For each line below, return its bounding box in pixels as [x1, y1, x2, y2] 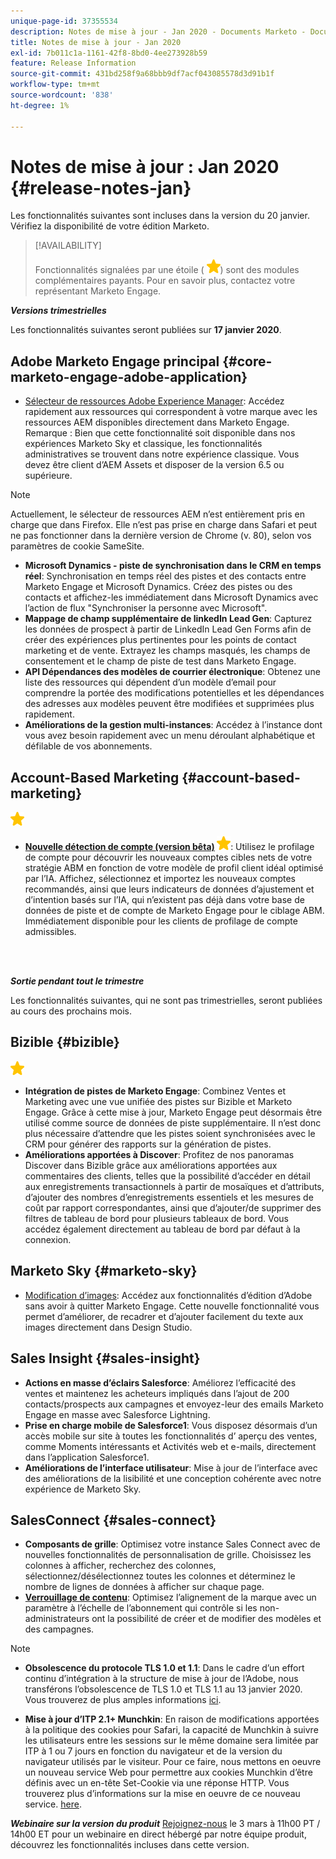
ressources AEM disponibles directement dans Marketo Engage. [24, 416, 290, 429]
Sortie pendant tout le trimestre [10, 975, 145, 987]
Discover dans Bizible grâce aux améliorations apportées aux [24, 1159, 278, 1171]
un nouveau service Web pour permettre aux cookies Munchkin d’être [24, 1766, 313, 1779]
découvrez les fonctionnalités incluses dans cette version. [10, 1839, 250, 1851]
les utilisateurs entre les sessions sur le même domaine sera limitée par [24, 1735, 319, 1747]
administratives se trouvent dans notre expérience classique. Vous [24, 448, 300, 460]
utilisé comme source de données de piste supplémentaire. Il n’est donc [24, 1116, 322, 1129]
